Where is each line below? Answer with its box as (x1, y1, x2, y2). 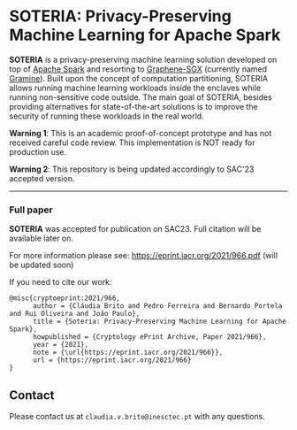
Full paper (9, 203, 53, 216)
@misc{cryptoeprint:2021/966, (9, 294, 121, 303)
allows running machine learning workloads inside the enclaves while (9, 82, 262, 93)
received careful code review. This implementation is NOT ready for (9, 137, 255, 148)
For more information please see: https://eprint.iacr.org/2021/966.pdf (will (9, 250, 278, 261)
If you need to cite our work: (9, 277, 112, 288)
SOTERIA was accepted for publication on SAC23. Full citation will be (9, 224, 262, 234)
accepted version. (9, 173, 75, 183)
